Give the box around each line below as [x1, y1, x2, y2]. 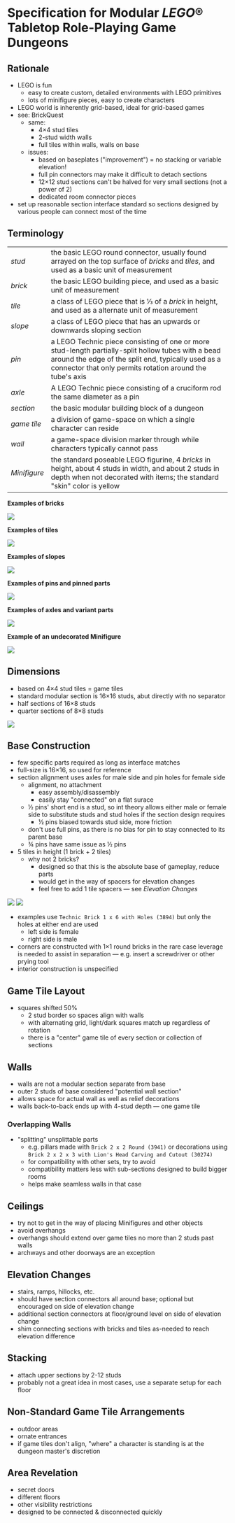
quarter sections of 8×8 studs [17, 707, 104, 715]
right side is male [27, 935, 78, 944]
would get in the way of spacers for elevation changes [38, 877, 195, 886]
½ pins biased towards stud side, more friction [38, 818, 173, 826]
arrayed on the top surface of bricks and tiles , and [50, 256, 215, 266]
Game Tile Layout [7, 985, 85, 997]
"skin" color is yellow [50, 481, 120, 490]
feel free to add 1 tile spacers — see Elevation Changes [38, 885, 198, 893]
